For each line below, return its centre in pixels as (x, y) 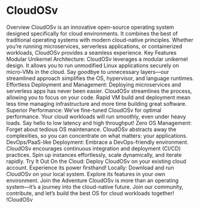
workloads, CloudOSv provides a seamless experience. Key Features (92, 52)
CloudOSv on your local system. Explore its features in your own (86, 174)
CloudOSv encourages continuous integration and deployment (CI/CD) (94, 148)
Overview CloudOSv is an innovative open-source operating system (90, 27)
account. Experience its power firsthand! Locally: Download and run (90, 167)
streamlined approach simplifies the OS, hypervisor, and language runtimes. (100, 78)
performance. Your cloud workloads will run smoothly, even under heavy (96, 116)
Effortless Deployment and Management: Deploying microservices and (94, 84)
